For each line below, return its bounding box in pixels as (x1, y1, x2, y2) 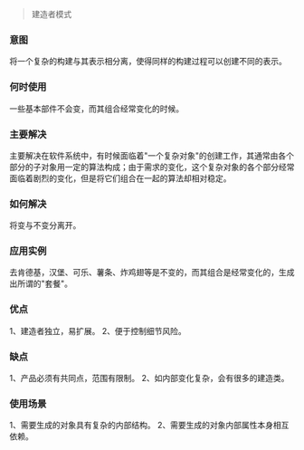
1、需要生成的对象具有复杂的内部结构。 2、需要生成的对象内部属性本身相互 (9, 420, 290, 431)
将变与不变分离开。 (9, 220, 81, 231)
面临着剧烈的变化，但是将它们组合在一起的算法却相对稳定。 (9, 172, 232, 184)
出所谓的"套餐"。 (9, 278, 73, 289)
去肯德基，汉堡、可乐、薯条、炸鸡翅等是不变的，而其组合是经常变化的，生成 (9, 267, 295, 278)
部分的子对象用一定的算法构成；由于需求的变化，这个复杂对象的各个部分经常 (9, 161, 295, 172)
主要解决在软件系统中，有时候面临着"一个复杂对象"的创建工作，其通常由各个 (9, 149, 295, 161)
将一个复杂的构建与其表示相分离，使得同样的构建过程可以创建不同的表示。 (9, 56, 287, 67)
